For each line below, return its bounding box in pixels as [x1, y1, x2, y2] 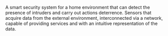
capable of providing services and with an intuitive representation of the [5, 20, 158, 26]
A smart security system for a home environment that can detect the [5, 5, 150, 10]
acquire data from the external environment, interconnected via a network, [5, 15, 163, 21]
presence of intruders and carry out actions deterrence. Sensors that [5, 10, 152, 16]
